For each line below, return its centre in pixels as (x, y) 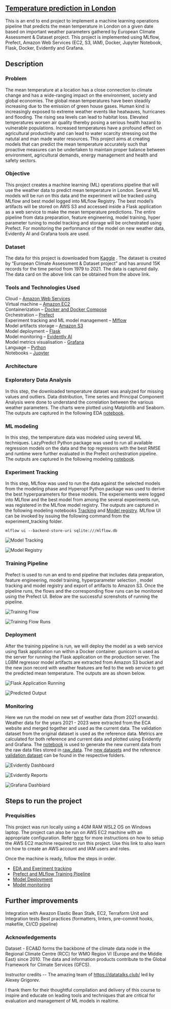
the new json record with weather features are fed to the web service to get (85, 667)
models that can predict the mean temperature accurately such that (76, 144)
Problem (16, 79)
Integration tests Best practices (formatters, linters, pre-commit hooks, (80, 918)
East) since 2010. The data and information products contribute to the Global (86, 959)
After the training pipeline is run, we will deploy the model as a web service (84, 646)
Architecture (21, 366)
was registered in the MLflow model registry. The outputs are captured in (82, 505)
